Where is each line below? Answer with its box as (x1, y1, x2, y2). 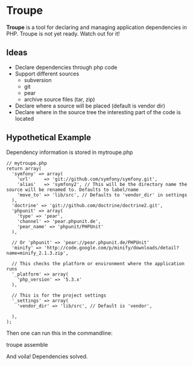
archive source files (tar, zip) (24, 95, 95, 103)
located (14, 115, 34, 122)
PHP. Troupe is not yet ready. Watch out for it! (6, 30, 120, 37)
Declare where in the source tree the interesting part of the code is (14, 108, 181, 115)
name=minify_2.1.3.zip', (6, 250, 69, 256)
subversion (24, 76, 52, 83)
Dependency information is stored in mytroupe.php (6, 149, 133, 156)
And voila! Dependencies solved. (6, 353, 88, 360)
